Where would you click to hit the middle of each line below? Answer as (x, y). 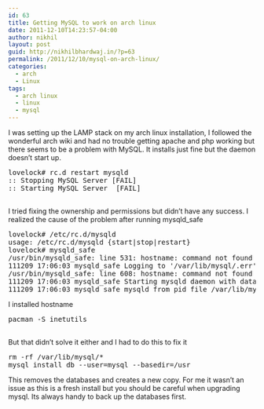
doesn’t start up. (35, 157)
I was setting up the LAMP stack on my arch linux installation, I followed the (130, 133)
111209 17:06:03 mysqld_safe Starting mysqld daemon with (122, 281)
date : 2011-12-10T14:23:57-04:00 (63, 30)
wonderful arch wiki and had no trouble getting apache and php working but (132, 141)
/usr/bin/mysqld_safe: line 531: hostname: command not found (130, 258)
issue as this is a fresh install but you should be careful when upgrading (125, 388)
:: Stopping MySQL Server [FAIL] (73, 180)
